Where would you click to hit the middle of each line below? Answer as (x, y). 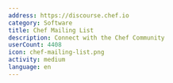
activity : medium (37, 60)
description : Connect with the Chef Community (86, 38)
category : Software (40, 23)
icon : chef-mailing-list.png (56, 52)
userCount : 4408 (35, 45)
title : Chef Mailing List (51, 30)
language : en (30, 67)
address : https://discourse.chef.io (69, 15)
